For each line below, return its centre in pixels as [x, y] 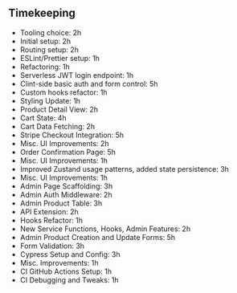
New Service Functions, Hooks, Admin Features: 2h [105, 229]
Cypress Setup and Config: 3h [70, 254]
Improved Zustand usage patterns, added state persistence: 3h [124, 169]
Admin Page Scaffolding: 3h [66, 186]
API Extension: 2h [49, 211]
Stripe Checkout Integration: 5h [72, 135]
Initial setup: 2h [45, 41]
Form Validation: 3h [52, 246]
